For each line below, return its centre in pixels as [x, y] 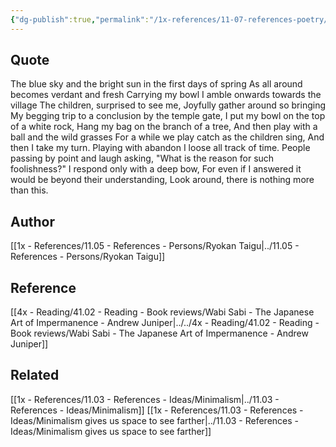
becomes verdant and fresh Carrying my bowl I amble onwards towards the [166, 95]
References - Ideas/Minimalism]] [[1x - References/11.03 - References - [157, 410]
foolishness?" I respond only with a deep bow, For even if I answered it [156, 169]
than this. [29, 190]
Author [32, 221]
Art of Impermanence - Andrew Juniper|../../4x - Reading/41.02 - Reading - [165, 323]
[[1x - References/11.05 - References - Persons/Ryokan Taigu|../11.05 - [155, 246]
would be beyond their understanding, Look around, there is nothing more [162, 180]
